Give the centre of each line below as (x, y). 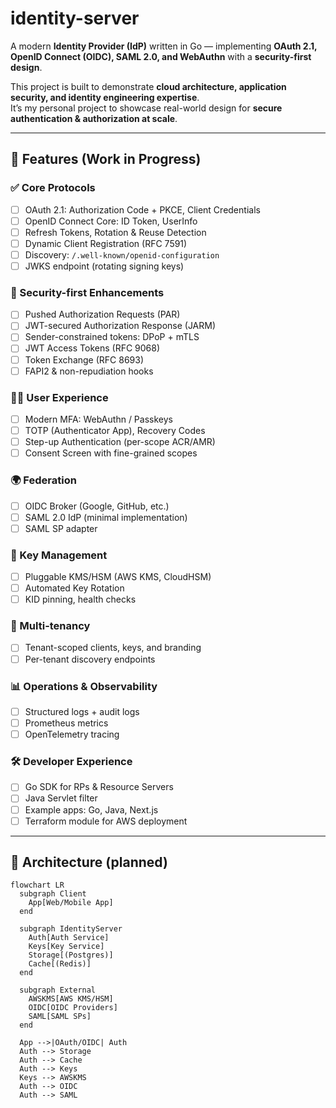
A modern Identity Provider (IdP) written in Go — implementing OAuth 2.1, (164, 46)
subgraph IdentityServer (71, 929)
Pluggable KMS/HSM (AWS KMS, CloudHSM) (118, 576)
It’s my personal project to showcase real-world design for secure (146, 108)
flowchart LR (37, 885)
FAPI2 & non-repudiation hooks (89, 371)
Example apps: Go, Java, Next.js (91, 809)
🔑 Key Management (59, 555)
